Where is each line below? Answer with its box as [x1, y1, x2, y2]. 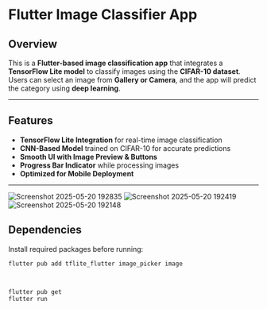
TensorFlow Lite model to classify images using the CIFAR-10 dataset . [8, 67, 241, 76]
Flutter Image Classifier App [8, 6, 198, 24]
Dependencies [8, 223, 82, 237]
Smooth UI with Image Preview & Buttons [19, 152, 157, 161]
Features [8, 114, 53, 128]
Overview [8, 37, 58, 51]
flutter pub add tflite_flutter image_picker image [8, 260, 183, 268]
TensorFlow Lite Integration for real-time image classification [19, 135, 222, 145]
